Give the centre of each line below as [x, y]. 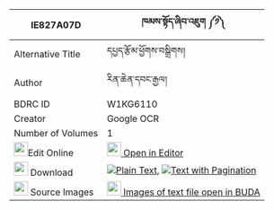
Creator [30, 118]
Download [52, 172]
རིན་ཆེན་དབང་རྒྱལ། [137, 79]
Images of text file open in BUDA [192, 192]
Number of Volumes [56, 133]
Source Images [62, 192]
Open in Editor [154, 153]
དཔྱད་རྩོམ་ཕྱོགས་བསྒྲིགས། [146, 51]
